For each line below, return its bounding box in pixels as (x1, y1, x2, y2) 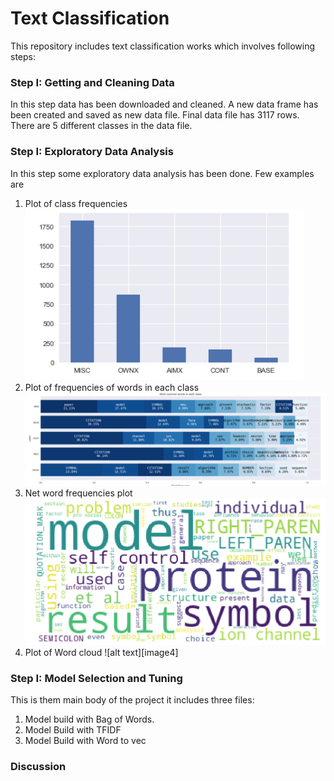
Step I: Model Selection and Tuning (10, 671, 183, 685)
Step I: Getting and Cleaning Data (10, 75, 175, 89)
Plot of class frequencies (24, 197, 128, 209)
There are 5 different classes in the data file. (10, 120, 193, 132)
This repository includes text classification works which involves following (10, 40, 316, 52)
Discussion (10, 760, 67, 774)
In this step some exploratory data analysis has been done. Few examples (10, 167, 315, 179)
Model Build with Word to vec (24, 735, 147, 747)
